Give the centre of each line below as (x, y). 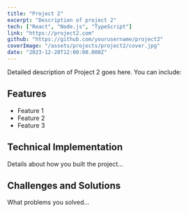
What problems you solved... (48, 203)
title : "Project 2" (36, 14)
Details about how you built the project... (65, 164)
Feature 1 (30, 110)
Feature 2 (31, 118)
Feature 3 (31, 125)
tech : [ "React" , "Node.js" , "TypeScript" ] (70, 26)
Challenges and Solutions (64, 186)
